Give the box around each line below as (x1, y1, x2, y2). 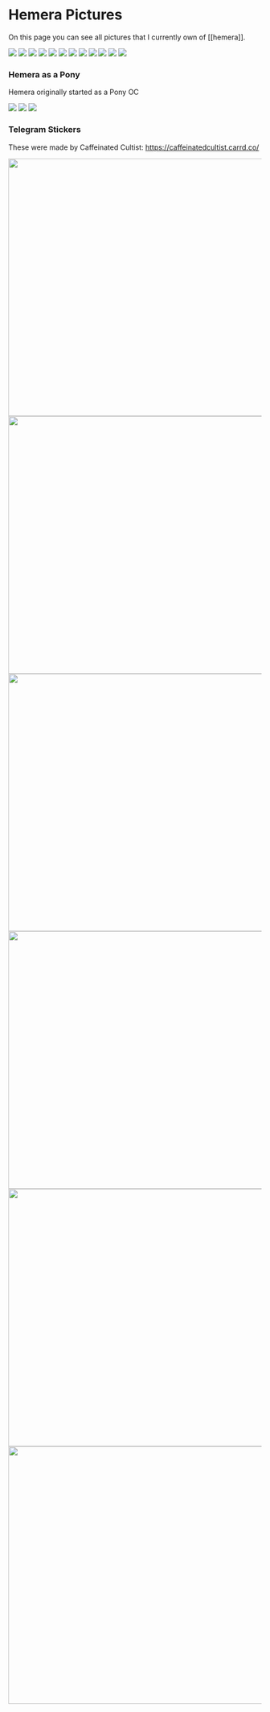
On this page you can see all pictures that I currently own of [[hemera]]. (8, 32, 246, 42)
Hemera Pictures (8, 6, 123, 24)
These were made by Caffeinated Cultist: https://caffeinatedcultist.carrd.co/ (8, 142, 260, 152)
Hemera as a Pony (8, 68, 80, 80)
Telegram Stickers (8, 124, 82, 135)
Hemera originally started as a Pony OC (8, 87, 139, 97)
